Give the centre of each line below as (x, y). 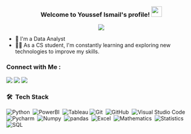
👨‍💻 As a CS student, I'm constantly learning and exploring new (92, 45)
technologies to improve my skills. (57, 51)
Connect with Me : (34, 67)
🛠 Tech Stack (28, 97)
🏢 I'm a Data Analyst (40, 39)
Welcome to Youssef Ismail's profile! (95, 14)
